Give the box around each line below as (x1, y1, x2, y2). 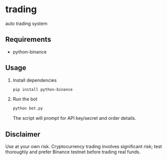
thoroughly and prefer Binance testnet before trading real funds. (5, 149, 141, 155)
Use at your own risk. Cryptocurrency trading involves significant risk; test (5, 144, 162, 150)
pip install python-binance (12, 87, 73, 92)
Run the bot (12, 96, 37, 102)
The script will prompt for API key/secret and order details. (12, 115, 137, 121)
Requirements (5, 35, 51, 44)
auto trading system (5, 20, 48, 26)
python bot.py (12, 106, 43, 111)
